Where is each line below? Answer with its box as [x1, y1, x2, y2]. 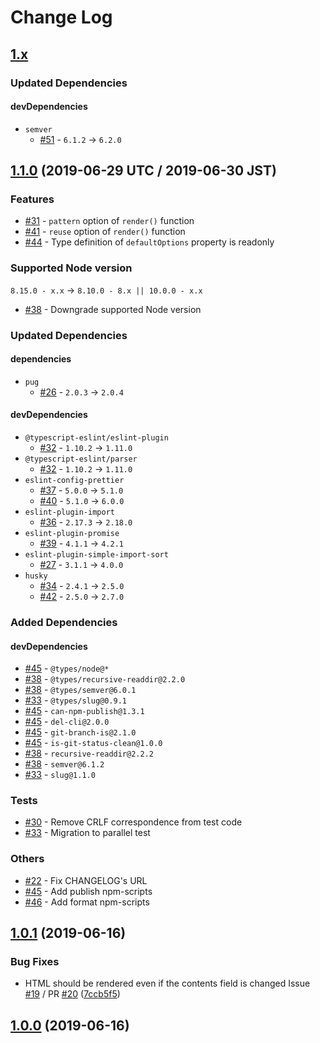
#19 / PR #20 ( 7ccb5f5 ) [24, 988, 121, 1000]
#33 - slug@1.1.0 [24, 769, 96, 781]
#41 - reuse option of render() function [24, 226, 186, 238]
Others [10, 852, 45, 866]
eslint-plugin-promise [24, 529, 120, 539]
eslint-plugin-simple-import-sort [24, 550, 169, 560]
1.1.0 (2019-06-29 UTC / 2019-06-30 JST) [10, 162, 277, 180]
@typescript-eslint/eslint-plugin [24, 433, 169, 443]
